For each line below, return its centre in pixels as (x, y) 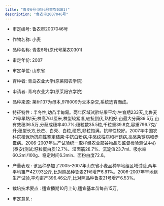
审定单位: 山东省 (29, 70)
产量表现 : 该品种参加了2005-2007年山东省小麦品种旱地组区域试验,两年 (84, 165)
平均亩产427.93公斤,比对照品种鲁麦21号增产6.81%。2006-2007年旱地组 (85, 172)
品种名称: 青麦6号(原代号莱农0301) (47, 50)
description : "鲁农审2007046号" (37, 14)
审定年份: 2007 (27, 60)
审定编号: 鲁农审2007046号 (40, 29)
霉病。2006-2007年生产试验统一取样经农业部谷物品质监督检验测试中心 (84, 143)
